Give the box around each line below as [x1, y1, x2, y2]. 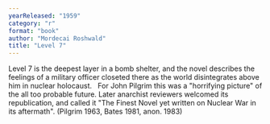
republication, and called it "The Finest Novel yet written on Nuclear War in [8, 98, 256, 108]
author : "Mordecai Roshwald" [8, 34, 106, 43]
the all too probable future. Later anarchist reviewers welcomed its [8, 89, 229, 99]
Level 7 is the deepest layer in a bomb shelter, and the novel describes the [8, 64, 255, 73]
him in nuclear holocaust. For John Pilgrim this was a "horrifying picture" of [8, 81, 263, 91]
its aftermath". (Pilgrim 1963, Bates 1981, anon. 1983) [8, 106, 183, 117]
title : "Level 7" [8, 42, 67, 50]
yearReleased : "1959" [8, 11, 81, 20]
